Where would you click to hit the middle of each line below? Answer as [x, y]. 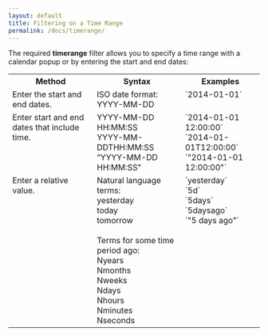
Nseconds [116, 321]
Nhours [111, 301]
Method [51, 82]
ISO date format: [127, 94]
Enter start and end [48, 118]
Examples [221, 82]
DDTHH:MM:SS [126, 147]
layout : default [35, 16]
